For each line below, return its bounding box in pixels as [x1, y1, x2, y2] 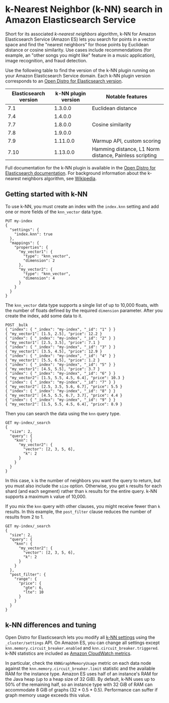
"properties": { [14, 245, 49, 250]
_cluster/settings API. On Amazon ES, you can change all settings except [5, 640, 160, 646]
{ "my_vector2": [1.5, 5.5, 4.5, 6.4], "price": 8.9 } [5, 401, 123, 407]
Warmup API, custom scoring [92, 137, 161, 144]
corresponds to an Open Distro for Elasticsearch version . [5, 78, 123, 84]
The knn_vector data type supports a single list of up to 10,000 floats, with [5, 302, 159, 308]
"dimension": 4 [23, 276, 55, 281]
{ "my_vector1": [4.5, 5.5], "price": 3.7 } [5, 366, 100, 372]
